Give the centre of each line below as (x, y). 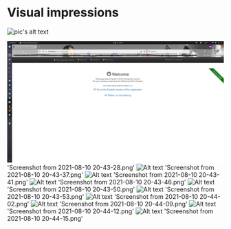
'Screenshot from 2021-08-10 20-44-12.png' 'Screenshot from (110, 211)
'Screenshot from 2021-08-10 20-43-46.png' (122, 182)
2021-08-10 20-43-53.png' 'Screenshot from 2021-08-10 (102, 197)
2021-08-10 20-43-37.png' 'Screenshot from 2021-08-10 (102, 175)
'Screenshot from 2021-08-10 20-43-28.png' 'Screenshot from (111, 168)
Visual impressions (63, 13)
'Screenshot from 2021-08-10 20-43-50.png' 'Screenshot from (111, 189)
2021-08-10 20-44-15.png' (45, 219)
